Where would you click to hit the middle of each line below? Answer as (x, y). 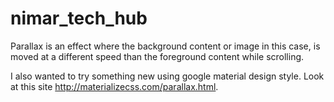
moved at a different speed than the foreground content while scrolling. (157, 56)
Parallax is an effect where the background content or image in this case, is (165, 46)
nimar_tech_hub (79, 18)
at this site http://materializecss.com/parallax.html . (114, 86)
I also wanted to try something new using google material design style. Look (167, 76)
